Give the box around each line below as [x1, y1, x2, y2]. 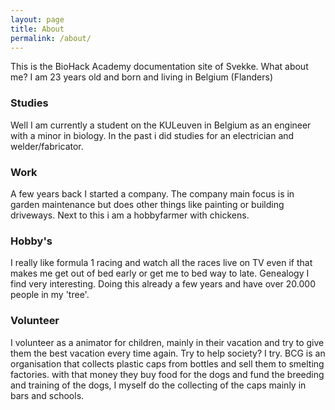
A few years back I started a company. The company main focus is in [10, 187, 295, 200]
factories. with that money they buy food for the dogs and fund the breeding [10, 368, 325, 380]
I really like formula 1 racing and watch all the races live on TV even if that [10, 257, 313, 269]
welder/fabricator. [10, 140, 84, 152]
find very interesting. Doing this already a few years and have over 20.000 [10, 278, 316, 290]
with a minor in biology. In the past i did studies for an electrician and [10, 129, 295, 141]
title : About [10, 24, 65, 34]
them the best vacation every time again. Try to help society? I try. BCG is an [10, 347, 326, 359]
